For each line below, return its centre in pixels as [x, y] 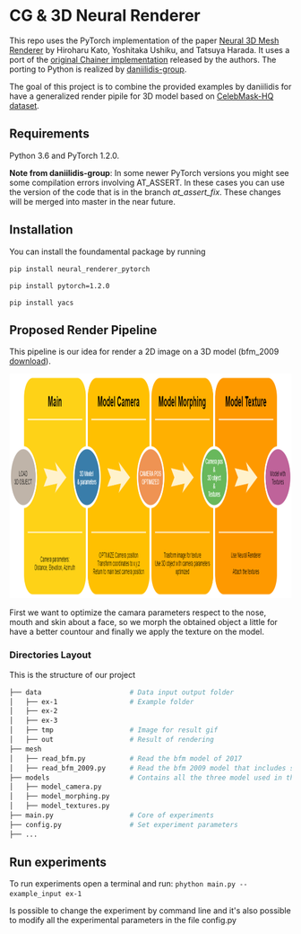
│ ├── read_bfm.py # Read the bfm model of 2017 [126, 758]
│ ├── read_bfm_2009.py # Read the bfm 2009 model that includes [148, 768]
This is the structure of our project [73, 674]
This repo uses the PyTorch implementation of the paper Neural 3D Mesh [144, 40]
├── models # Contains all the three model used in [146, 778]
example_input [36, 894]
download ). [30, 361]
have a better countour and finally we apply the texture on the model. [137, 632]
